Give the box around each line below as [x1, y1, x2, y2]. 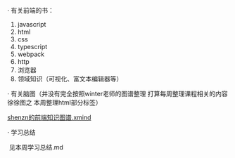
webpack [17, 50, 44, 58]
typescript [17, 43, 48, 51]
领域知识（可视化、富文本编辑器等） [17, 74, 123, 83]
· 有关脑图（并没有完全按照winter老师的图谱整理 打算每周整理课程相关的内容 [7, 90, 228, 98]
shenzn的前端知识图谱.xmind [7, 113, 91, 121]
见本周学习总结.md [8, 143, 63, 151]
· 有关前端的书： [7, 6, 54, 14]
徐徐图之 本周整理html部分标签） [7, 98, 102, 107]
